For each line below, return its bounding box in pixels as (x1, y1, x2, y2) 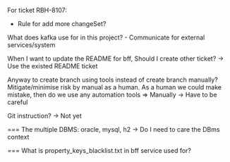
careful (7, 98, 28, 106)
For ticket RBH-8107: (7, 6, 67, 14)
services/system (7, 41, 56, 49)
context (7, 133, 30, 141)
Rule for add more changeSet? (17, 20, 107, 27)
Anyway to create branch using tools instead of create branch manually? (7, 75, 219, 84)
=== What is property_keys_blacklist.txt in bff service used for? (7, 147, 192, 154)
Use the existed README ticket (7, 62, 98, 70)
